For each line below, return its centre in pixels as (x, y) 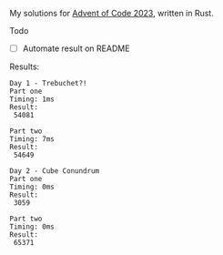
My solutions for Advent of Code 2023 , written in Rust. (111, 13)
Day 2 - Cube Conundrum (55, 171)
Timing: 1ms (32, 99)
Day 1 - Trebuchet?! (49, 84)
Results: (25, 66)
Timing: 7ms (32, 139)
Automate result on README (76, 48)
